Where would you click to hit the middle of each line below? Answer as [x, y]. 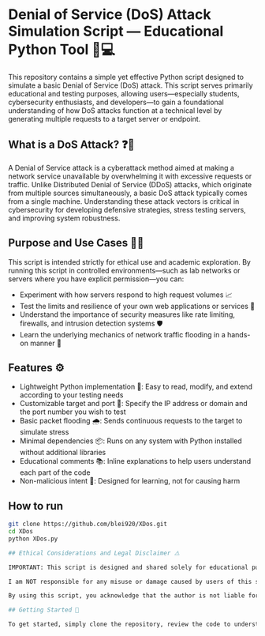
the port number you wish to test [73, 412]
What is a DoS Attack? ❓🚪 [72, 145]
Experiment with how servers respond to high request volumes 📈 [126, 295]
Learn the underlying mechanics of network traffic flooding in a [123, 334]
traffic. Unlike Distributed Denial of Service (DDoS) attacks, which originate [130, 184]
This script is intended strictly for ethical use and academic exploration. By [129, 262]
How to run [36, 506]
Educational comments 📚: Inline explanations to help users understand [135, 461]
